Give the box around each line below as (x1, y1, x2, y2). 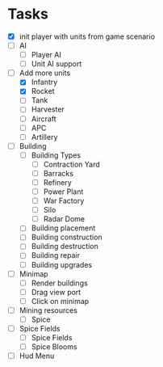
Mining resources (19, 305, 78, 315)
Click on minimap (31, 296, 90, 306)
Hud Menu (19, 351, 55, 361)
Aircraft (31, 114, 57, 124)
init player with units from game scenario (19, 32, 155, 41)
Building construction (31, 232, 102, 243)
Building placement (31, 223, 96, 233)
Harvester (31, 104, 65, 114)
